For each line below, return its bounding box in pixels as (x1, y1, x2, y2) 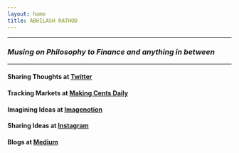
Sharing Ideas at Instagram (7, 122, 89, 130)
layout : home (7, 10, 46, 18)
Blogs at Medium (7, 137, 58, 146)
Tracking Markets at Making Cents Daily (7, 88, 129, 97)
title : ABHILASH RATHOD (7, 17, 78, 24)
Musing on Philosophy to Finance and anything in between (7, 47, 216, 57)
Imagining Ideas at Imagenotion (7, 105, 103, 114)
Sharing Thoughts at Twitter (7, 73, 92, 81)
